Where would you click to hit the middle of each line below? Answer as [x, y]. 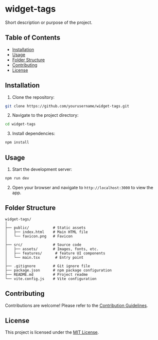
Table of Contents [33, 38]
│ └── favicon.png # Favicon [39, 236]
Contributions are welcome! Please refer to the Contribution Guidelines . [77, 305]
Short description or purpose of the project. [49, 22]
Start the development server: [42, 169]
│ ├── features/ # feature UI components [55, 253]
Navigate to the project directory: [45, 115]
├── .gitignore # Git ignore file [48, 266]
